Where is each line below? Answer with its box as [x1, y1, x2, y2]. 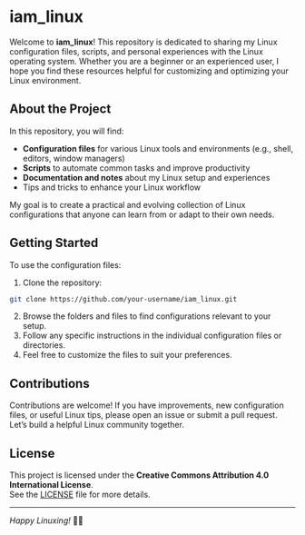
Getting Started [9, 235, 99, 251]
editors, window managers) [22, 153, 125, 163]
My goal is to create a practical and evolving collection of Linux [9, 199, 246, 210]
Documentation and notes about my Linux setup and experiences [22, 172, 271, 183]
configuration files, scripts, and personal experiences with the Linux [9, 45, 263, 56]
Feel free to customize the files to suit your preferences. [22, 350, 233, 361]
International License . [9, 480, 93, 490]
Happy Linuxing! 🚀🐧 [9, 515, 84, 526]
